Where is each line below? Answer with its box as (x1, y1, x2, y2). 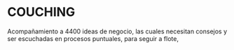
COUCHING (7, 4, 76, 20)
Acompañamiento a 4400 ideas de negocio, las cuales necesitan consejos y (7, 27, 228, 35)
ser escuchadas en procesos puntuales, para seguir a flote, (7, 34, 179, 42)
